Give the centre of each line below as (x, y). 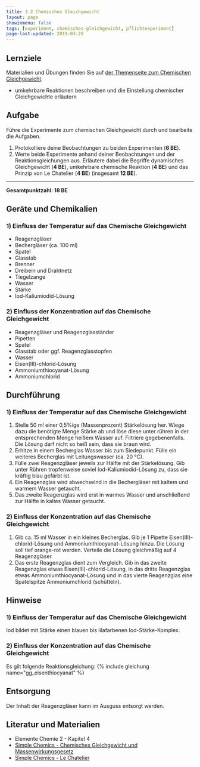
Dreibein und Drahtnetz (43, 271)
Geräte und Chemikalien (52, 209)
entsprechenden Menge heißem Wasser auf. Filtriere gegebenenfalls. (100, 438)
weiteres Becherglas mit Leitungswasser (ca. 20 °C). (79, 457)
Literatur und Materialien (53, 724)
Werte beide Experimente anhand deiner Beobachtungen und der (95, 154)
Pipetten (25, 338)
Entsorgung (28, 691)
